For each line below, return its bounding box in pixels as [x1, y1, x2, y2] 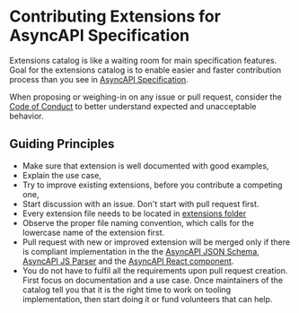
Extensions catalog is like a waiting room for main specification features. [9, 55, 277, 65]
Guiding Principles [9, 136, 115, 152]
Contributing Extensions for [9, 6, 222, 27]
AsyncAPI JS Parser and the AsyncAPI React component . [22, 256, 234, 266]
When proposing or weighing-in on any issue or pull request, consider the [9, 91, 283, 102]
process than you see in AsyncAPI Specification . [9, 74, 189, 84]
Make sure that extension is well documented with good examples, [22, 160, 269, 171]
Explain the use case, [22, 170, 101, 180]
